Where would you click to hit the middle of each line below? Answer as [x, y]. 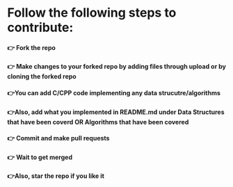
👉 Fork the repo [31, 47]
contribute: [40, 27]
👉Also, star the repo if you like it [56, 176]
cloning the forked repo [42, 76]
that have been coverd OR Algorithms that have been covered [98, 122]
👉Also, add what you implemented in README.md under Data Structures [116, 112]
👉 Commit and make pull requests [58, 138]
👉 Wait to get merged [40, 157]
